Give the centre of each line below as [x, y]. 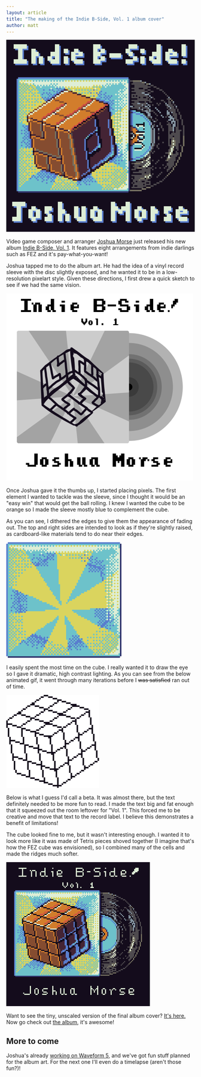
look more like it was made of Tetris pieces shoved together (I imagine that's [100, 841]
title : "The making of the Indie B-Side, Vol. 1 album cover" [85, 19]
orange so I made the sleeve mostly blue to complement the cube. [88, 509]
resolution [19, 278]
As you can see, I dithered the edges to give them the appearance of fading [99, 521]
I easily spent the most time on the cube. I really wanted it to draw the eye [97, 667]
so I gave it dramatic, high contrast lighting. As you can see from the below [98, 674]
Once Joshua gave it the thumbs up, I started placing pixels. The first [91, 490]
